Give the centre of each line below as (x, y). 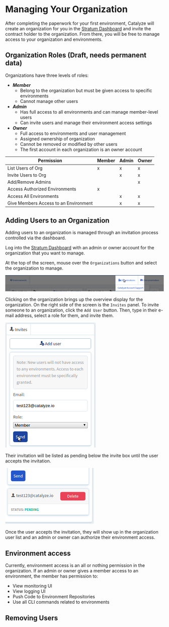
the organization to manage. (34, 268)
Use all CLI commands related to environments (61, 602)
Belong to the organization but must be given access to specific (86, 90)
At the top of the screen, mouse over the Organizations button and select (81, 263)
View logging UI (29, 591)
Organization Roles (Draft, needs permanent (76, 55)
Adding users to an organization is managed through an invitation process (82, 233)
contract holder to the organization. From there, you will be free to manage (82, 34)
